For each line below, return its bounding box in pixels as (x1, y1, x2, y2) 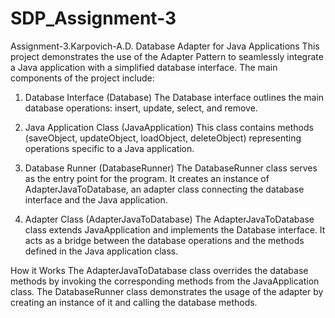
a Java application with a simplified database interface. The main (10, 61, 278, 73)
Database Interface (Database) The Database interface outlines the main (24, 91, 325, 103)
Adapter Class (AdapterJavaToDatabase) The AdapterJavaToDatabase (24, 213, 315, 225)
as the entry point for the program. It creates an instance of (24, 172, 270, 184)
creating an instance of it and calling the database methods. (10, 296, 258, 308)
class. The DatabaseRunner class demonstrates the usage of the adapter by (10, 285, 324, 297)
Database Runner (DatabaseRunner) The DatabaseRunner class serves (24, 162, 318, 174)
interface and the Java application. (24, 193, 168, 206)
